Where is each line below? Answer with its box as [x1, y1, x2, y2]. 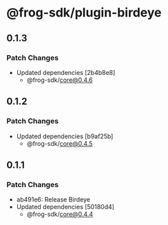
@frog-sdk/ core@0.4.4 [26, 210, 94, 218]
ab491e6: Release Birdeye [16, 195, 91, 204]
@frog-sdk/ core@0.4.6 [26, 76, 94, 84]
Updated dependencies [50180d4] [16, 203, 115, 211]
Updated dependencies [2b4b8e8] [16, 68, 116, 76]
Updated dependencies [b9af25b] [16, 132, 114, 140]
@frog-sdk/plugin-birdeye [6, 5, 162, 21]
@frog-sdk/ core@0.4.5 [26, 139, 93, 147]
